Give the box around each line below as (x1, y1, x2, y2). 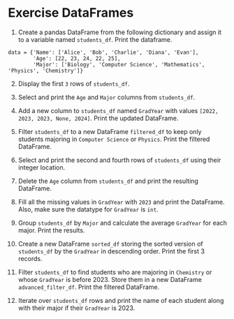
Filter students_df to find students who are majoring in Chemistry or (17, 267, 212, 276)
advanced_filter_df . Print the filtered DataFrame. (17, 283, 160, 291)
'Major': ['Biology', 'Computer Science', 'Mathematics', (33, 61, 205, 68)
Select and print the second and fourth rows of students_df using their (17, 156, 221, 164)
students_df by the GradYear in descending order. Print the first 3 (17, 246, 205, 255)
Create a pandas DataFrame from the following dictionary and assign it (17, 28, 222, 36)
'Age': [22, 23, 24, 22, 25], (33, 54, 121, 62)
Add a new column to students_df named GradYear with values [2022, (17, 106, 219, 114)
